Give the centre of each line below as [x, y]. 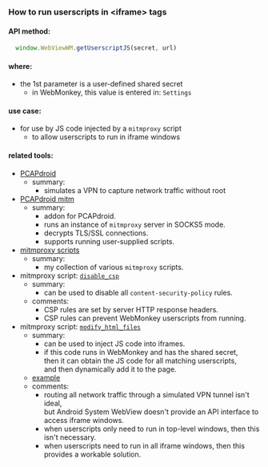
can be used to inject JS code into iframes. [114, 344]
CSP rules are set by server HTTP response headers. [131, 309]
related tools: [31, 155]
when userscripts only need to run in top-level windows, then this [152, 429]
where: [20, 66]
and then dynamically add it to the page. [110, 369]
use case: [25, 111]
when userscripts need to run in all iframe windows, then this [144, 445]
